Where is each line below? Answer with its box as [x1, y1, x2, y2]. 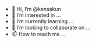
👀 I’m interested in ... [11, 12, 61, 19]
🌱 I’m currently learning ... [11, 18, 74, 24]
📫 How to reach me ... [11, 31, 66, 37]
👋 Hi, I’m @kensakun [11, 6, 61, 12]
